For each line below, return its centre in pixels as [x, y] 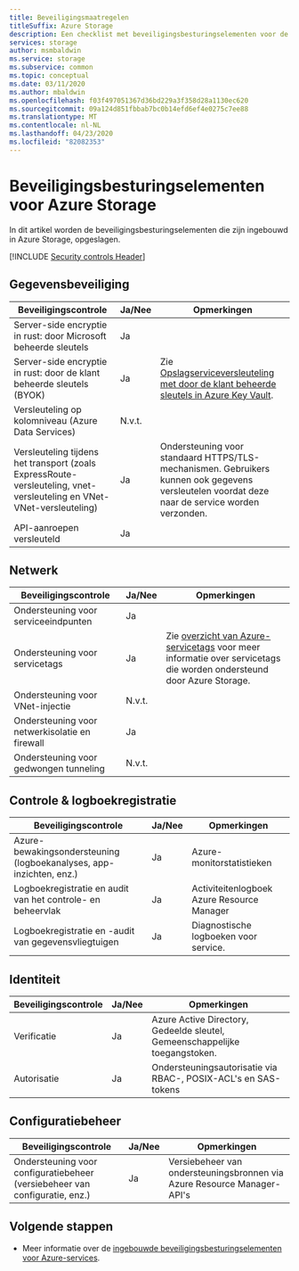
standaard [181, 458]
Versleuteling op [48, 409]
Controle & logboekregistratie [93, 801]
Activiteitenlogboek [232, 888]
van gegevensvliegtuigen [66, 942]
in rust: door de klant [57, 373]
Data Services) [45, 432]
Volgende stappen [61, 1227]
